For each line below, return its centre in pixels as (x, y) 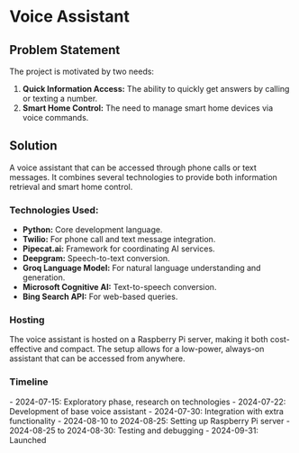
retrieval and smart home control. (71, 186)
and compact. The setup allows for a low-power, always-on (154, 349)
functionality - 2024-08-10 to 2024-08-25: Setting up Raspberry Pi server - (150, 421)
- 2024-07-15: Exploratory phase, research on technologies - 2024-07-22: (148, 402)
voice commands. (55, 118)
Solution (33, 146)
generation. (44, 277)
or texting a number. (60, 98)
